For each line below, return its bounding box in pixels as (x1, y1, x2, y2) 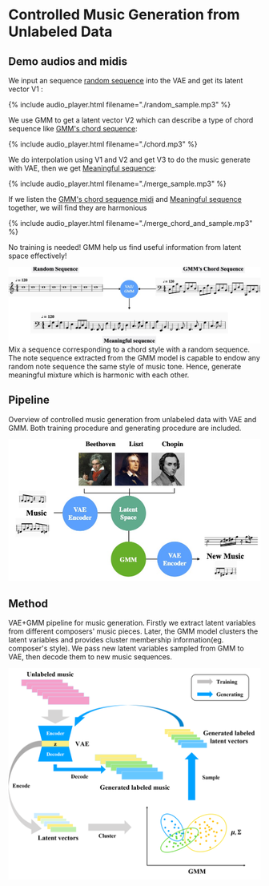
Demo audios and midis (8, 54, 128, 68)
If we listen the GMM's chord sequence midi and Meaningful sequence (8, 195, 242, 203)
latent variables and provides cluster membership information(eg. (8, 635, 224, 645)
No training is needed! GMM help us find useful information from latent (8, 243, 242, 252)
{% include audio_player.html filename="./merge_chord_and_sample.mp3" (8, 219, 253, 228)
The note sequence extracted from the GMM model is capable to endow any (8, 353, 260, 363)
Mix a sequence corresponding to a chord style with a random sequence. (8, 344, 251, 354)
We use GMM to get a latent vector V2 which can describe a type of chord (8, 115, 254, 125)
